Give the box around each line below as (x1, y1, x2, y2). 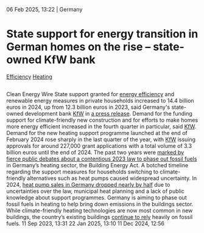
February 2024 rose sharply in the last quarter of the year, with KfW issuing (6, 136, 196, 143)
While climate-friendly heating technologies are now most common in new (6, 207, 193, 214)
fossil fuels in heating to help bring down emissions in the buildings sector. (6, 201, 194, 208)
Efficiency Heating (6, 73, 53, 80)
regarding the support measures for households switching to (6, 168, 159, 176)
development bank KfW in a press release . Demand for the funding (24, 110, 193, 117)
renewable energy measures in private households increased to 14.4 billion (6, 97, 194, 105)
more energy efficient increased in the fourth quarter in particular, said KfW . (6, 123, 197, 130)
